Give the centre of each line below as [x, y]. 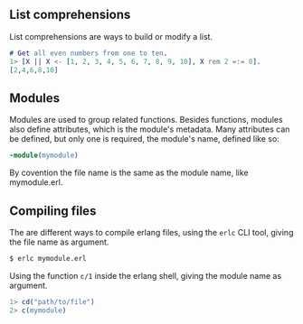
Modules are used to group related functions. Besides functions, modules [146, 120]
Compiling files [53, 211]
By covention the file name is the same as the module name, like [129, 173]
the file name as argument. [59, 242]
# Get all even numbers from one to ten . [89, 53]
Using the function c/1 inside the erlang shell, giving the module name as [146, 275]
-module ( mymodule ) [44, 156]
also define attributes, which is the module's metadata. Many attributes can [150, 129]
